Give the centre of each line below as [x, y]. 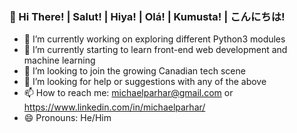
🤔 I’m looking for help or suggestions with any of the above [145, 82]
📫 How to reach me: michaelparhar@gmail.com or [128, 93]
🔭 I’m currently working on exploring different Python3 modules [154, 39]
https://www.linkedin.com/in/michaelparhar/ [114, 107]
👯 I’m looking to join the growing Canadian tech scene [134, 71]
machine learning [59, 60]
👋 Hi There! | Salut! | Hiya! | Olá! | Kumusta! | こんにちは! [147, 16]
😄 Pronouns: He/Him [67, 118]
